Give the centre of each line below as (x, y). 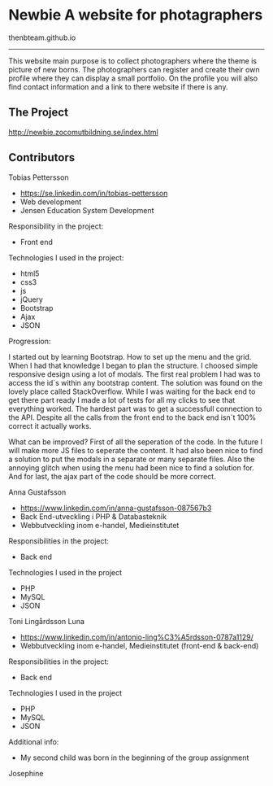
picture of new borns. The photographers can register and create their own (134, 69)
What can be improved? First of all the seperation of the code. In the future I (135, 442)
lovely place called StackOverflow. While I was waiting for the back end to (132, 391)
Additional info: (34, 741)
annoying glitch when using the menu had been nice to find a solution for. (131, 467)
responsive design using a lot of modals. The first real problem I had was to (134, 374)
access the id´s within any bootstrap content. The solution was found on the (135, 382)
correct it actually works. (50, 426)
